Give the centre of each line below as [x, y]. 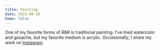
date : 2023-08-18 [23, 14]
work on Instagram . [24, 43]
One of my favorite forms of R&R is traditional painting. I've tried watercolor [80, 33]
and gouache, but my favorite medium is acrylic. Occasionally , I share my [78, 37]
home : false [17, 18]
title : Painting [21, 9]
